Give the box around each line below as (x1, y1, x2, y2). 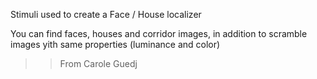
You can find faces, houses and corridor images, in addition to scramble (10, 28, 308, 39)
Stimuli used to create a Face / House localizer (10, 9, 202, 20)
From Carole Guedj (59, 58, 138, 69)
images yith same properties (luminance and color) (10, 39, 221, 50)
